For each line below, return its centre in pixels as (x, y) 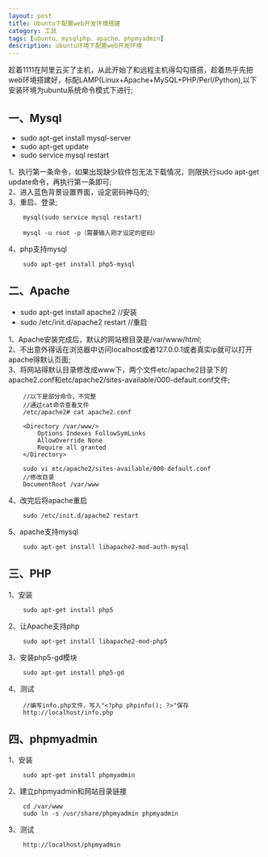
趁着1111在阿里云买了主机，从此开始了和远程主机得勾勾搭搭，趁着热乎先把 (131, 70)
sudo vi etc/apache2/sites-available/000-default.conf (117, 468)
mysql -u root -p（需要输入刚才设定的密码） (91, 233)
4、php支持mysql (38, 249)
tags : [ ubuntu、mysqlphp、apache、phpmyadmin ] (86, 38)
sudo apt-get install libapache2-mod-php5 (95, 641)
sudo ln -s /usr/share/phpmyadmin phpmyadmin (101, 814)
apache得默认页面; (40, 359)
